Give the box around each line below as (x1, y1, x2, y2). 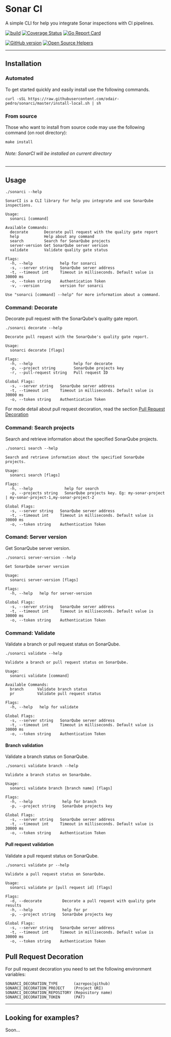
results (5, 903, 22, 908)
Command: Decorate (5, 304, 58, 311)
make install (5, 139, 33, 145)
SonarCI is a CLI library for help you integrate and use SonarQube (5, 198, 154, 203)
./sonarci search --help (5, 446, 58, 451)
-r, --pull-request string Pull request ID (10, 370, 108, 376)
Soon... (5, 1027, 20, 1033)
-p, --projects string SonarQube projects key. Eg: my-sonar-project (10, 490, 165, 496)
